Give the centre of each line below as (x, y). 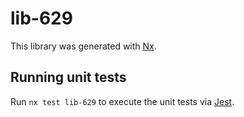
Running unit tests (68, 77)
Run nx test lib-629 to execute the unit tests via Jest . (122, 101)
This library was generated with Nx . (83, 46)
